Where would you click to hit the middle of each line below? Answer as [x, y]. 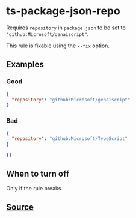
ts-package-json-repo [63, 11]
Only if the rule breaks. [35, 188]
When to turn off [38, 174]
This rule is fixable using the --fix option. [58, 46]
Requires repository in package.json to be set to [66, 28]
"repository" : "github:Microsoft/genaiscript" [71, 100]
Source [20, 207]
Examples [25, 65]
